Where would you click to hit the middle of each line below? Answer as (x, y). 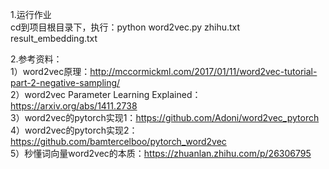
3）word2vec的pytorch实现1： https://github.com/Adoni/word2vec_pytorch (165, 117)
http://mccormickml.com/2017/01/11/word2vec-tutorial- (203, 71)
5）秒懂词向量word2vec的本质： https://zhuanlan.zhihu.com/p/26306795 (161, 153)
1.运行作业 (31, 14)
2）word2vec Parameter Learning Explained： (106, 94)
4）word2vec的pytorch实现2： (74, 130)
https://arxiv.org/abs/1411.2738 (74, 106)
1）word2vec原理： (50, 71)
